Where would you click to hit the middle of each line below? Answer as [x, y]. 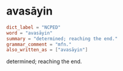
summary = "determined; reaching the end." [62, 39]
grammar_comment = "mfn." [39, 44]
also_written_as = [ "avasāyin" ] [47, 50]
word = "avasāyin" [29, 33]
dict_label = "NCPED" [34, 27]
